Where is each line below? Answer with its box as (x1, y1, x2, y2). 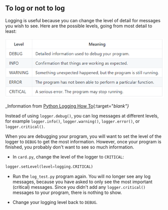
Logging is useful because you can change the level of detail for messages (5, 17, 161, 23)
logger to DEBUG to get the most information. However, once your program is (5, 138, 162, 144)
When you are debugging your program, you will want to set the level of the (5, 133, 162, 139)
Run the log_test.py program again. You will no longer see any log (12, 173, 151, 179)
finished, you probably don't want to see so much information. (5, 144, 134, 150)
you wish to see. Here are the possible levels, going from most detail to (5, 23, 152, 29)
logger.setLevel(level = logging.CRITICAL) (5, 164, 94, 169)
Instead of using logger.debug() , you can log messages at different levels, (5, 113, 159, 119)
